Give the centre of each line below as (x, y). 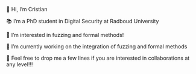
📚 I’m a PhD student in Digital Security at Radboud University (83, 21)
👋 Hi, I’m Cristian (27, 9)
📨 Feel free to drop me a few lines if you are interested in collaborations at (98, 58)
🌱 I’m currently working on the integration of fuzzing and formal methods (97, 47)
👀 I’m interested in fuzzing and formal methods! (65, 35)
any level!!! (20, 64)
